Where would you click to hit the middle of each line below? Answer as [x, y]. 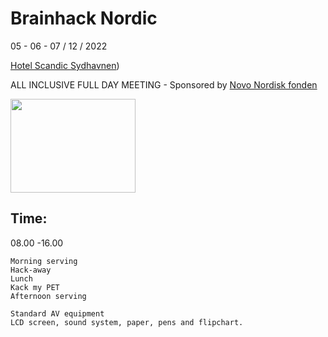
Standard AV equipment [57, 313]
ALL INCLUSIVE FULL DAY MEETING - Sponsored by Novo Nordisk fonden [164, 84]
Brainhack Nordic [84, 18]
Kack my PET [35, 287]
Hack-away [31, 270]
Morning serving [44, 261]
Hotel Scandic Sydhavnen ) [65, 65]
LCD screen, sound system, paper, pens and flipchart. [127, 322]
